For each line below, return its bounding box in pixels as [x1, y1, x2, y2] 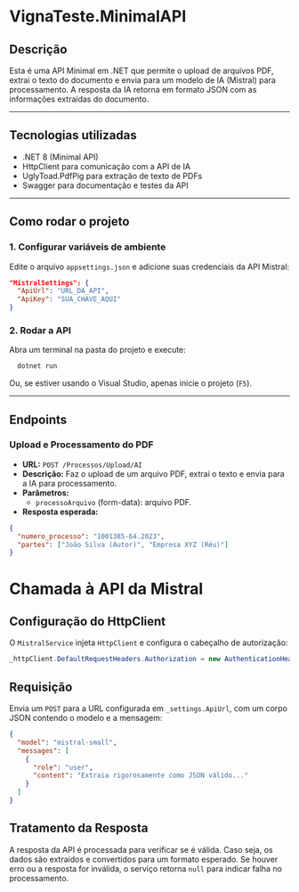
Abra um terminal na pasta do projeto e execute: [9, 345, 187, 356]
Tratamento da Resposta [9, 821, 149, 836]
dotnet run [17, 362, 58, 371]
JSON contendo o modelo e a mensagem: [9, 713, 163, 724]
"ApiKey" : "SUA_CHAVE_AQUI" [17, 295, 122, 304]
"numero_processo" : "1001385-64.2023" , [17, 532, 166, 541]
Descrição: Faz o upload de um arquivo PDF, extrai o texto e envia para [21, 468, 285, 479]
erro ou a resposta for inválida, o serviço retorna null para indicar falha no [9, 863, 283, 874]
